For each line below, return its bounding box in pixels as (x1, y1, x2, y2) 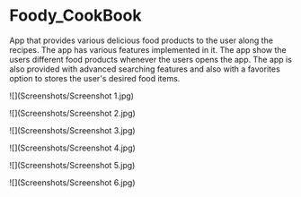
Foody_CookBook (9, 5, 142, 26)
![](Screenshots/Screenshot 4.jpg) (9, 142, 137, 153)
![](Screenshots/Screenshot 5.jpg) (9, 159, 136, 170)
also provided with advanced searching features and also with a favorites (9, 64, 280, 74)
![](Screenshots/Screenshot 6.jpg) (9, 176, 136, 188)
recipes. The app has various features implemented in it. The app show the (9, 44, 288, 55)
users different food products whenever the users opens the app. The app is (9, 54, 292, 64)
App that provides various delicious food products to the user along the (9, 35, 274, 46)
